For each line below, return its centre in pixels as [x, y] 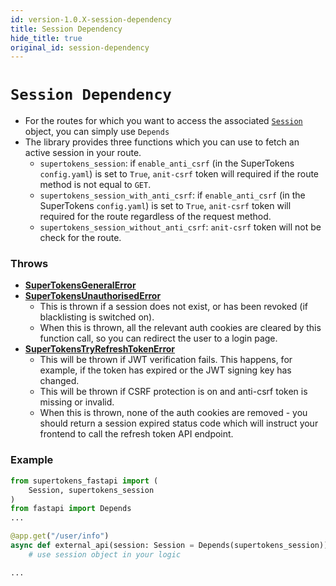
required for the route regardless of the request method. [155, 217]
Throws [29, 264]
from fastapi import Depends [71, 509]
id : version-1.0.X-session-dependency [91, 19]
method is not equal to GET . [95, 185]
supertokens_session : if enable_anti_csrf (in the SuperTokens [167, 163]
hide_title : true [46, 38]
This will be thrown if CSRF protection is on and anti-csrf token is [173, 392]
